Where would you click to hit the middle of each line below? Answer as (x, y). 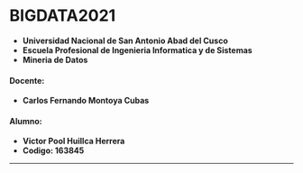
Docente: (27, 80)
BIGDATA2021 (63, 16)
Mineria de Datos (55, 59)
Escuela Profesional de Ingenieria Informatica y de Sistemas (137, 50)
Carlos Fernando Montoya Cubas (86, 101)
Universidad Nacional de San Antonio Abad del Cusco (125, 41)
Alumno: (26, 121)
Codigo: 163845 (53, 150)
